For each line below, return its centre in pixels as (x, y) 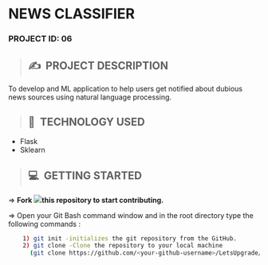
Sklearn (32, 150)
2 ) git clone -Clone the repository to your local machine (123, 246)
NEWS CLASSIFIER (72, 14)
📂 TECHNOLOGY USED (86, 122)
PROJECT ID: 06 (40, 39)
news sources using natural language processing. (90, 97)
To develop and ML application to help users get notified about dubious (126, 88)
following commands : (45, 224)
